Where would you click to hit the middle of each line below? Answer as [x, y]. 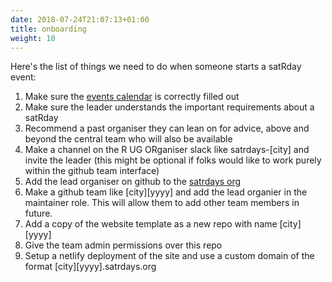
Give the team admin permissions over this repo [123, 245]
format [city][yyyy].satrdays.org [90, 267]
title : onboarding [48, 29]
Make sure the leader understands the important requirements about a [169, 107]
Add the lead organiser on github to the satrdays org [133, 182]
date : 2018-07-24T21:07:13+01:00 [80, 19]
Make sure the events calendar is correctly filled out [132, 97]
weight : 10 [33, 38]
